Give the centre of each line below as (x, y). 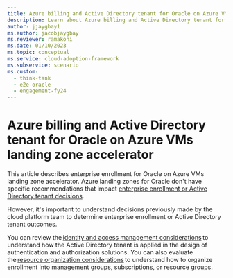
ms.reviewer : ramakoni (40, 40)
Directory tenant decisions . (46, 196)
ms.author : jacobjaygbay (43, 33)
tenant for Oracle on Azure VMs (100, 140)
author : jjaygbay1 (34, 26)
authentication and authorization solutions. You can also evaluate (100, 252)
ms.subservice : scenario (43, 65)
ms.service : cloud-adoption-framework (63, 59)
